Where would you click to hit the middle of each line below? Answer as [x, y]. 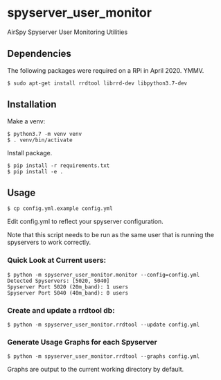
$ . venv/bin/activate [40, 140]
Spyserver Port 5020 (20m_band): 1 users [68, 287]
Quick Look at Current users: [56, 260]
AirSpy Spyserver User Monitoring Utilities [68, 32]
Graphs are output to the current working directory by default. [96, 370]
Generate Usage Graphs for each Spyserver [82, 342]
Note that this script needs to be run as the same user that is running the [111, 235]
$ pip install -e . [35, 171]
